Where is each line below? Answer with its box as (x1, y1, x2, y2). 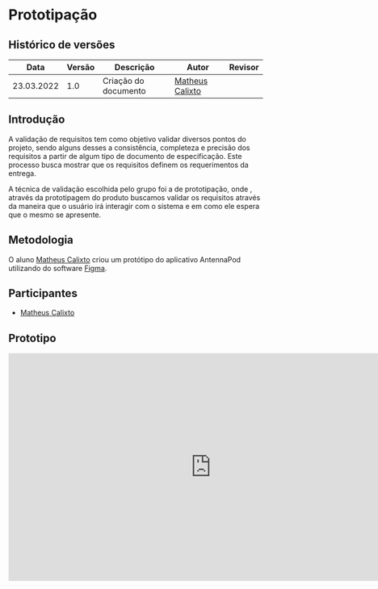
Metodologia (8, 233, 74, 247)
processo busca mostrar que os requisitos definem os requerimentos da (8, 160, 249, 169)
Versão (66, 62, 95, 73)
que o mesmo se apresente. (8, 210, 102, 219)
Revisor (229, 62, 259, 73)
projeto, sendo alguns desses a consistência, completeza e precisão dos (8, 143, 250, 152)
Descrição (114, 62, 155, 73)
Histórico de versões (8, 38, 115, 52)
